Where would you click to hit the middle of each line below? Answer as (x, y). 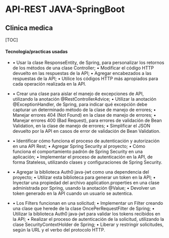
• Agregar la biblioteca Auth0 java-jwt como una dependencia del (81, 172)
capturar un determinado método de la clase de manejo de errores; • (84, 110)
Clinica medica (29, 28)
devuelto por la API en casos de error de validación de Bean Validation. (86, 131)
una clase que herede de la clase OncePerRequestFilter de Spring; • (83, 209)
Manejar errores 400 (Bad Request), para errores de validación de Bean (87, 121)
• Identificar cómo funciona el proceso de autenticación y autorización (86, 141)
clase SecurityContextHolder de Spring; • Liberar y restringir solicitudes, (88, 224)
